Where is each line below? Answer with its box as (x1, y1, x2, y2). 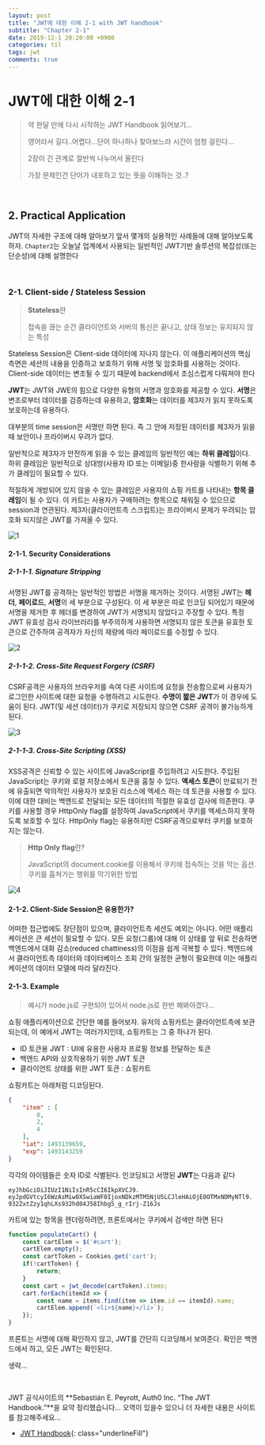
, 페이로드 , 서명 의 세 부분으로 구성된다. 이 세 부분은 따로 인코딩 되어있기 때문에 (14, 598, 255, 607)
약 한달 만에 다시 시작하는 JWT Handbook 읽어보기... (27, 119, 192, 129)
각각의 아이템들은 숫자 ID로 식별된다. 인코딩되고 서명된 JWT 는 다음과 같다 (8, 1170, 236, 1179)
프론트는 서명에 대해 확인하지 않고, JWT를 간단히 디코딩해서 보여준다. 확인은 (8, 1334, 243, 1344)
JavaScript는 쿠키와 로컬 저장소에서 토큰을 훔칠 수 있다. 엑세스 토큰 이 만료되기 (8, 777, 249, 786)
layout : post (8, 11, 51, 20)
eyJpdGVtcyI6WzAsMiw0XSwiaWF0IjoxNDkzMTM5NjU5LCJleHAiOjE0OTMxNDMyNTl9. (8, 1193, 253, 1201)
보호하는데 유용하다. (8, 405, 70, 414)
